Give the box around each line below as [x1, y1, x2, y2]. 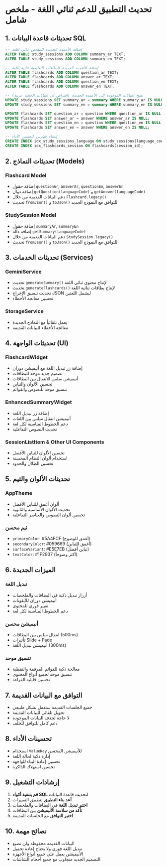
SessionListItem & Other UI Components [5, 438, 104, 445]
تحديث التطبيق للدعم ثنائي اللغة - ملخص [5, 3, 152, 15]
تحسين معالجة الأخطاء [12, 295, 54, 301]
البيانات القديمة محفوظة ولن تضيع [12, 840, 75, 846]
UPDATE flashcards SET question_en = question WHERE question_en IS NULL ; [5, 121, 164, 126]
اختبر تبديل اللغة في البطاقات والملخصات [12, 802, 88, 808]
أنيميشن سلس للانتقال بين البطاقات [12, 376, 79, 382]
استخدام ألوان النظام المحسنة [12, 455, 68, 461]
